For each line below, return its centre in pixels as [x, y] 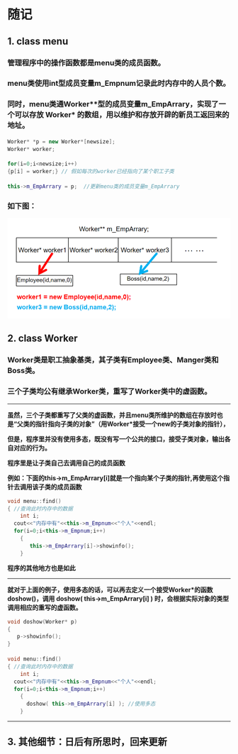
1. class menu [38, 41]
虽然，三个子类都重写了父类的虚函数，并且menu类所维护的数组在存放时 [112, 415]
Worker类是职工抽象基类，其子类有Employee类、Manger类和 [113, 360]
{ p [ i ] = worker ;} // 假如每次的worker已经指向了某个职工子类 [91, 172]
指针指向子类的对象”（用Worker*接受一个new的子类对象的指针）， [132, 423]
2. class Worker [42, 339]
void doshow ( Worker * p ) [42, 621]
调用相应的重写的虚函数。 [45, 607]
